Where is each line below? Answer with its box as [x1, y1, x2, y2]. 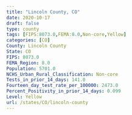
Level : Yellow [6, 94, 43, 100]
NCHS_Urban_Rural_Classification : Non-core [6, 71, 119, 77]
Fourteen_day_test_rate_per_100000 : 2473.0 [6, 83, 119, 89]
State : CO [6, 49, 32, 55]
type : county [6, 26, 40, 32]
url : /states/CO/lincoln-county [6, 99, 88, 105]
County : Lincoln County [6, 43, 67, 49]
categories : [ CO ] [6, 37, 50, 43]
